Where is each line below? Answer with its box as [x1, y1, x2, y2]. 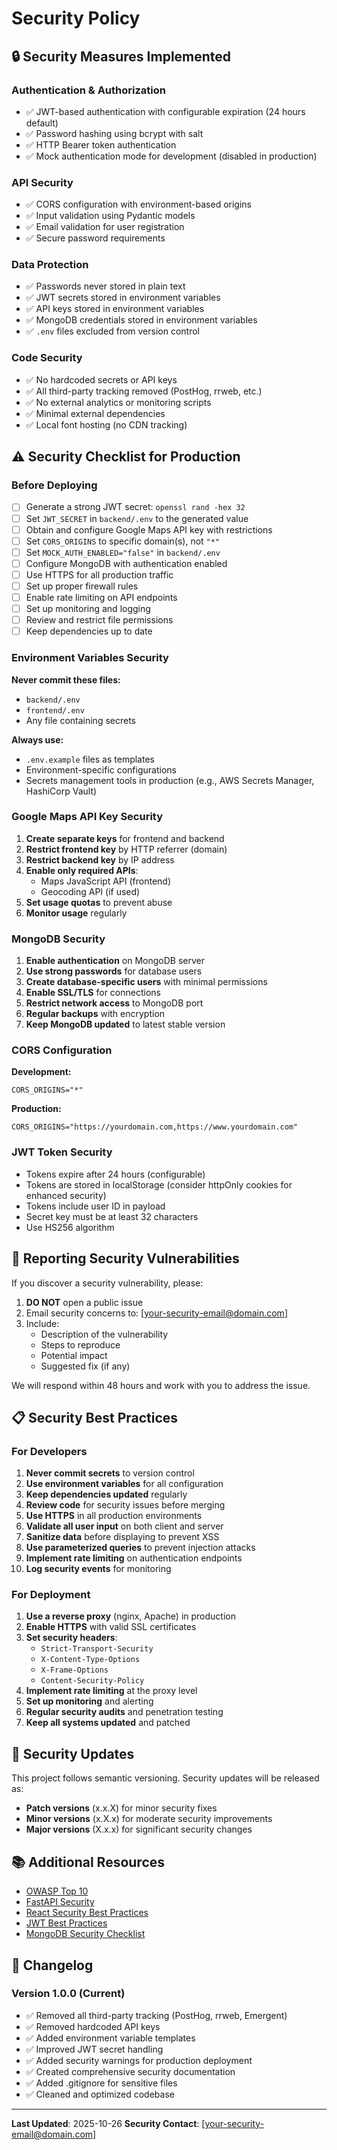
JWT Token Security [11, 1145, 113, 1159]
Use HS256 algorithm [25, 1221, 115, 1233]
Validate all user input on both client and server [25, 1520, 224, 1532]
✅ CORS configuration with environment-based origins [25, 198, 252, 211]
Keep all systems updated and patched [25, 1717, 191, 1729]
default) [25, 117, 59, 129]
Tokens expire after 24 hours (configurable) [25, 1168, 206, 1180]
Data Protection [11, 258, 89, 272]
